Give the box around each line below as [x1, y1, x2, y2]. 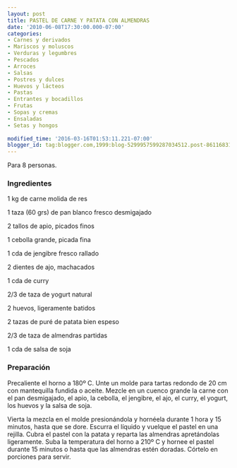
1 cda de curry [7, 277, 49, 285]
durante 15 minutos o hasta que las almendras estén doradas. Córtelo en [7, 445, 219, 453]
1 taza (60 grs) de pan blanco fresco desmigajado [7, 208, 152, 217]
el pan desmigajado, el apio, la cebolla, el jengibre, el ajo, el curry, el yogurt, [7, 393, 228, 402]
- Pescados [7, 56, 39, 64]
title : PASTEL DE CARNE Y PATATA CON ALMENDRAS [7, 17, 150, 24]
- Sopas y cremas [7, 109, 59, 116]
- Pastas [7, 89, 33, 96]
